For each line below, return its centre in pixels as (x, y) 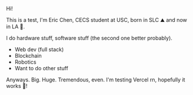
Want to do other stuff (41, 68)
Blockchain (28, 56)
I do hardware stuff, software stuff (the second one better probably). (89, 38)
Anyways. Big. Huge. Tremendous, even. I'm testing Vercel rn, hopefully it (96, 80)
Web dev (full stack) (39, 49)
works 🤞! (17, 86)
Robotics (25, 62)
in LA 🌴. (16, 27)
